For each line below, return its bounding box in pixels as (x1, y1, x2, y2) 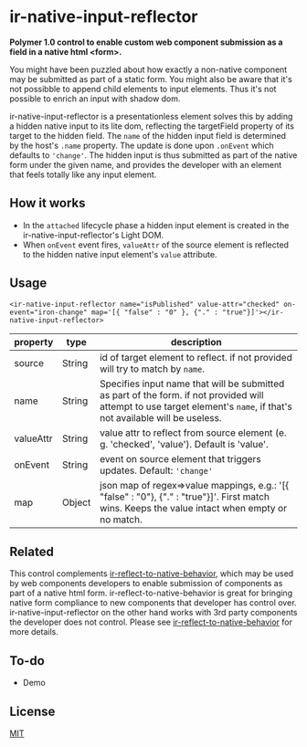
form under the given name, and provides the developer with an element (9, 159, 282, 170)
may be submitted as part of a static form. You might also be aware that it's (9, 73, 292, 84)
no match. (99, 513, 143, 526)
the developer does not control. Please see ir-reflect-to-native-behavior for (9, 616, 292, 627)
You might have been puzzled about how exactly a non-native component (9, 64, 288, 75)
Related (9, 543, 55, 559)
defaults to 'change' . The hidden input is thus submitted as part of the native (9, 149, 298, 161)
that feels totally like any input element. (9, 169, 157, 180)
